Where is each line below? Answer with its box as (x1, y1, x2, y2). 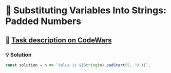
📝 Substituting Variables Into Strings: (5, 5, 167, 16)
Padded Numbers (5, 15, 82, 27)
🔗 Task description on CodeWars (5, 36, 112, 44)
